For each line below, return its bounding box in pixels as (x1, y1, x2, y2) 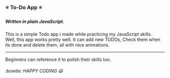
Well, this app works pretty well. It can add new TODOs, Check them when (5, 36, 161, 43)
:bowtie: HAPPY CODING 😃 (5, 68, 63, 74)
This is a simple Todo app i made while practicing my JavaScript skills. (5, 31, 152, 37)
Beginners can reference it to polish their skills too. (5, 56, 111, 62)
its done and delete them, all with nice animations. (5, 42, 110, 48)
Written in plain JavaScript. (5, 18, 65, 24)
